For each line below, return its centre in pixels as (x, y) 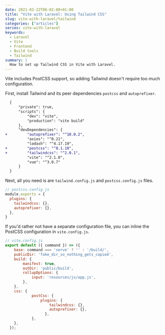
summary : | (16, 60)
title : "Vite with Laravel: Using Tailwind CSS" (56, 14)
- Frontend (21, 46)
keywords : (15, 33)
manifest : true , (39, 264)
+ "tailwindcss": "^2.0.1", (43, 153)
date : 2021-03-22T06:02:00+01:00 (39, 10)
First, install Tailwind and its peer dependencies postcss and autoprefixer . (81, 94)
